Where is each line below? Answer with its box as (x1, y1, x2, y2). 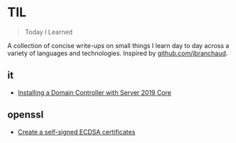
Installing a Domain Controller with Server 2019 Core (17, 88, 172, 96)
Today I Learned (24, 28, 73, 36)
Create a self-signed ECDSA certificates (17, 127, 136, 136)
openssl (7, 109, 44, 121)
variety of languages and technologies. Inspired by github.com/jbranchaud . (7, 49, 228, 57)
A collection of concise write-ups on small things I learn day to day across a (7, 41, 230, 50)
